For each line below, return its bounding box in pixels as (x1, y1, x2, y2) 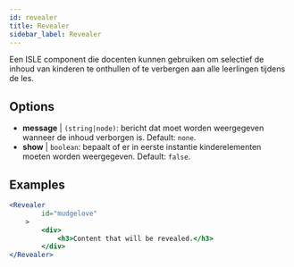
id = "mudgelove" (41, 209, 98, 218)
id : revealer (9, 13, 58, 22)
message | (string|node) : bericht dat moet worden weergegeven (21, 122, 265, 134)
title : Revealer (9, 21, 70, 30)
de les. (9, 73, 34, 84)
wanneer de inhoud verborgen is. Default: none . (21, 132, 197, 143)
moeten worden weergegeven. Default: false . (21, 151, 191, 162)
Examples (9, 177, 65, 192)
